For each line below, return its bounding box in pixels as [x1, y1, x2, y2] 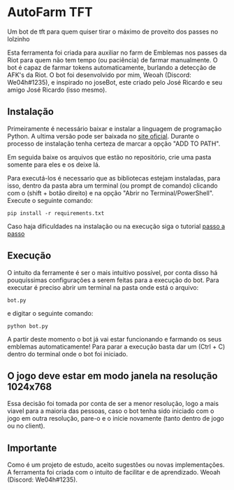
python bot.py [7, 323, 49, 330]
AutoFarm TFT [7, 4, 93, 20]
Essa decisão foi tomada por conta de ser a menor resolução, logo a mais [7, 400, 219, 408]
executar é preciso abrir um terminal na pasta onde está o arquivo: [7, 283, 199, 291]
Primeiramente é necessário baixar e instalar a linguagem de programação [7, 124, 222, 133]
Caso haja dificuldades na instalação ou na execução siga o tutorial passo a [7, 222, 226, 230]
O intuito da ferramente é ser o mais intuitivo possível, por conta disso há [7, 268, 218, 276]
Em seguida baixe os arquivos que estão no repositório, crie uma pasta [7, 153, 212, 161]
